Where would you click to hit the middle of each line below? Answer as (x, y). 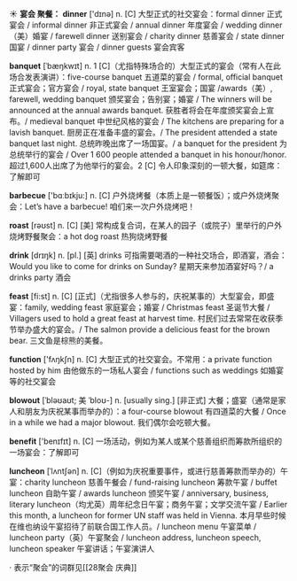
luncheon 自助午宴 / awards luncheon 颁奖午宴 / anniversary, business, (139, 493)
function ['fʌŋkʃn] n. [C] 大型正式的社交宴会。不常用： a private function (141, 359)
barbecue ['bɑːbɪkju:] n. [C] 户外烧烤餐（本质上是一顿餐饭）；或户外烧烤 (141, 195)
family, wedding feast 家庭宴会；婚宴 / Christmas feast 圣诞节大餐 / (148, 307)
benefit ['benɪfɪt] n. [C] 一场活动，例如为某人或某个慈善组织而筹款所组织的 (146, 441)
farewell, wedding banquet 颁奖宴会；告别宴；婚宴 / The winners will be (141, 99)
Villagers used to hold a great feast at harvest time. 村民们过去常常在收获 (142, 318)
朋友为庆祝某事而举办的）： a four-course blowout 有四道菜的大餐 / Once (155, 411)
